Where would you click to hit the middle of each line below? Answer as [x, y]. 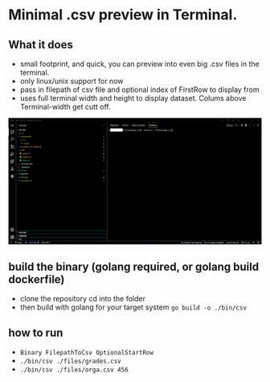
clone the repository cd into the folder [83, 299]
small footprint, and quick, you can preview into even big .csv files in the [139, 64]
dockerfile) [37, 279]
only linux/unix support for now [72, 81]
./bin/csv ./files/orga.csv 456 [74, 370]
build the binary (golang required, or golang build [134, 266]
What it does [41, 45]
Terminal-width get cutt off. [65, 107]
